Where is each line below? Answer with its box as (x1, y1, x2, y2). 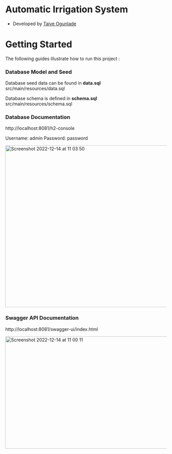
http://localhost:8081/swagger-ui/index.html (5, 326, 98, 332)
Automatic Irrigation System (5, 4, 128, 15)
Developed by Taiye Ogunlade (12, 21, 77, 27)
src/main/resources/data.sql (5, 86, 65, 92)
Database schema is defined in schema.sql (5, 95, 97, 102)
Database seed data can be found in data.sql (5, 80, 101, 86)
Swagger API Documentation (5, 314, 79, 322)
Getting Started (5, 38, 73, 50)
